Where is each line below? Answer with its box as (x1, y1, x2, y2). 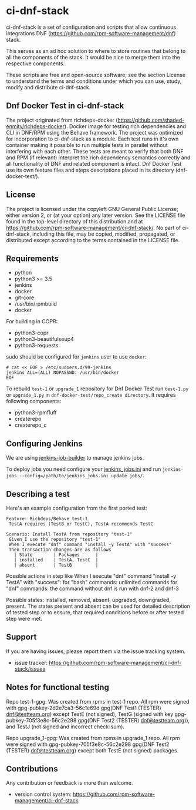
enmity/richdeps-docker (6, 122, 65, 130)
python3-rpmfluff (14, 409, 57, 416)
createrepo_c (14, 421, 47, 429)
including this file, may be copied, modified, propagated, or (32, 230, 175, 237)
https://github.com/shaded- (117, 116, 185, 123)
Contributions (6, 764, 58, 774)
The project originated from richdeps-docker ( (6, 116, 118, 123)
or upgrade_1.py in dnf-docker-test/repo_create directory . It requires (6, 391, 176, 399)
